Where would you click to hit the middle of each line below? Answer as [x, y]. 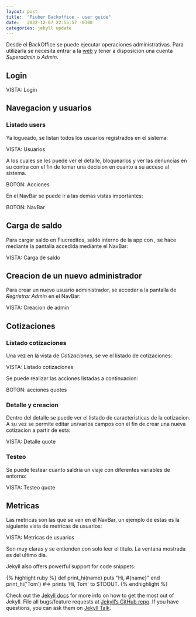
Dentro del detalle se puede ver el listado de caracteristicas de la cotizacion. [98, 418]
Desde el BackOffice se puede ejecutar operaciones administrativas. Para [95, 45]
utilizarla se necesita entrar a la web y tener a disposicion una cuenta [90, 51]
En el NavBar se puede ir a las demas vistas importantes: [75, 196]
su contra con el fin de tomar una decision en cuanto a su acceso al [88, 167]
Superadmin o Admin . [32, 57]
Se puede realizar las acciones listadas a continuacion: [72, 378]
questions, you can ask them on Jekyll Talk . [59, 608]
